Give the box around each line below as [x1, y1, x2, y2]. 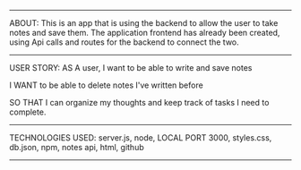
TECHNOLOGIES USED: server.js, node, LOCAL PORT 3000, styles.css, [9, 132, 272, 143]
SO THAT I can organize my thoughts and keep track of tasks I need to [9, 98, 270, 107]
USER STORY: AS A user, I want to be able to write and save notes [9, 63, 253, 72]
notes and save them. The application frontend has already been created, [9, 28, 280, 38]
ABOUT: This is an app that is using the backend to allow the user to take [9, 18, 279, 28]
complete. [9, 106, 47, 117]
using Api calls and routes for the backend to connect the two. [9, 37, 239, 47]
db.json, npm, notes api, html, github [9, 142, 145, 152]
